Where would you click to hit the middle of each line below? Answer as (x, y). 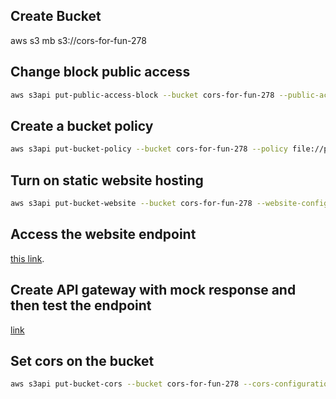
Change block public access (100, 72)
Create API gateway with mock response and (153, 290)
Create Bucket (56, 16)
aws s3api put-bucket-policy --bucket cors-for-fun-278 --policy (149, 149)
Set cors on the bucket (82, 360)
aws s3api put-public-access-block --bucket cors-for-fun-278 (142, 95)
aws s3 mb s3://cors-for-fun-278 (78, 40)
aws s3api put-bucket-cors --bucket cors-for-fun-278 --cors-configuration (171, 384)
